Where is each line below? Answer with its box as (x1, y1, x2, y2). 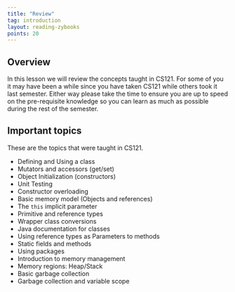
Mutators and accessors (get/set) (17, 165, 114, 173)
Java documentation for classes (17, 224, 111, 233)
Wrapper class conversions (17, 217, 97, 225)
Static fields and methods (17, 239, 92, 248)
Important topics (7, 125, 82, 137)
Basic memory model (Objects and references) (17, 194, 153, 203)
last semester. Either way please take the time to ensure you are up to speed (7, 89, 228, 99)
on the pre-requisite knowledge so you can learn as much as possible (7, 97, 209, 106)
